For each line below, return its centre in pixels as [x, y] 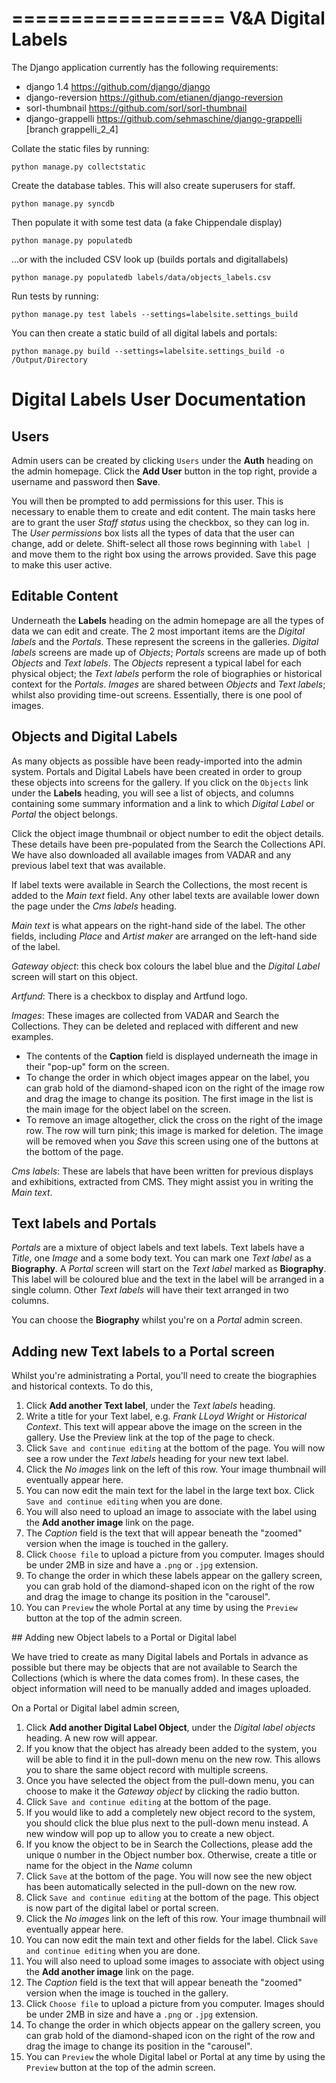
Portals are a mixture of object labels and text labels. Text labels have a [158, 1248]
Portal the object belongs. [64, 814]
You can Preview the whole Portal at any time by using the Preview [161, 1608]
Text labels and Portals [84, 1223]
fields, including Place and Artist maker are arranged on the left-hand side [164, 936]
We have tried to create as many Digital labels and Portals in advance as [160, 1657]
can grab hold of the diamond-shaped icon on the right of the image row [175, 1088]
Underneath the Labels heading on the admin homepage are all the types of [168, 620]
